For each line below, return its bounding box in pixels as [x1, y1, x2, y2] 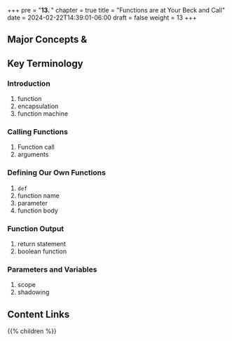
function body [17, 206, 58, 215]
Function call [17, 143, 55, 152]
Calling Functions [7, 127, 69, 136]
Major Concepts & [7, 34, 88, 46]
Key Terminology [7, 58, 83, 69]
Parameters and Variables [7, 265, 97, 274]
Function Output [7, 224, 64, 234]
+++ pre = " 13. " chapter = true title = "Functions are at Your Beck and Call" [7, 6, 226, 14]
